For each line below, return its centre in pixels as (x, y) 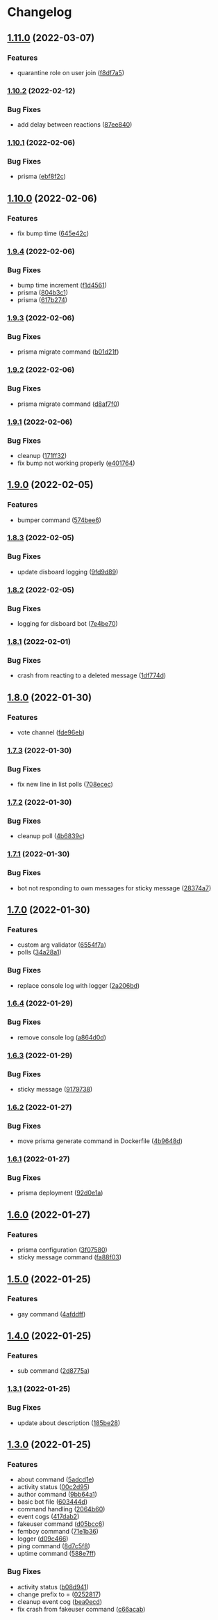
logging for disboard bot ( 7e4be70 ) (67, 623)
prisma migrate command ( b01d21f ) (68, 352)
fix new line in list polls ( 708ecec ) (65, 785)
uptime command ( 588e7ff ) (57, 1554)
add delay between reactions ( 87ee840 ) (75, 125)
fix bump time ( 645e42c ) (53, 233)
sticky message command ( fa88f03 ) (69, 1257)
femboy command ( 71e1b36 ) (58, 1532)
